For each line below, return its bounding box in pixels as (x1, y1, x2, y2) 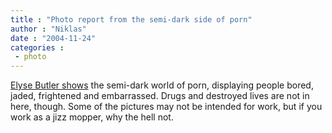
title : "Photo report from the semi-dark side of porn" (10, 14, 253, 25)
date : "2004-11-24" (10, 33, 97, 43)
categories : (10, 42, 65, 53)
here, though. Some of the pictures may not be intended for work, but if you (10, 101, 323, 113)
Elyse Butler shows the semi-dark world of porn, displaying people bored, (10, 79, 314, 91)
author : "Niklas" (10, 24, 87, 34)
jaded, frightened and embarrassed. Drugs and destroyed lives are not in (10, 90, 310, 102)
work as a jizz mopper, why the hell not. (10, 111, 174, 123)
